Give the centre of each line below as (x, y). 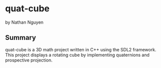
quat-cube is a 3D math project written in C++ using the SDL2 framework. (81, 49)
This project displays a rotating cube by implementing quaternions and (78, 55)
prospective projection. (29, 60)
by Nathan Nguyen (24, 22)
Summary (21, 38)
